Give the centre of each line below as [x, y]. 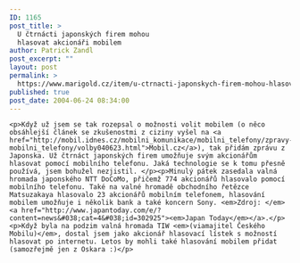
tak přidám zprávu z [247, 148]
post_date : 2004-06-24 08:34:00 [69, 100]
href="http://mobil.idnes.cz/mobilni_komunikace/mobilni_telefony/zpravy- [151, 140]
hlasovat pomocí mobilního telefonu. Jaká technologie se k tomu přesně [147, 164]
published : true [39, 92]
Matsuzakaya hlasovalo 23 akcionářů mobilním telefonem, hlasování [137, 195]
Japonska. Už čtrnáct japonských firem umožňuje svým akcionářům [133, 156]
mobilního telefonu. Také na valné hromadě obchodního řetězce [129, 187]
